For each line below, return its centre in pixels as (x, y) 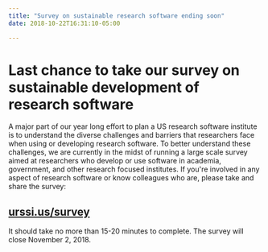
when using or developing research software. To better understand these (130, 144)
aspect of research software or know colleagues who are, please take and (131, 178)
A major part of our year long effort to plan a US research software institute (133, 126)
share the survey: (37, 187)
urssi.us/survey (49, 211)
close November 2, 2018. (49, 240)
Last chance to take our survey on (124, 70)
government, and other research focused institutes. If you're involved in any (134, 169)
